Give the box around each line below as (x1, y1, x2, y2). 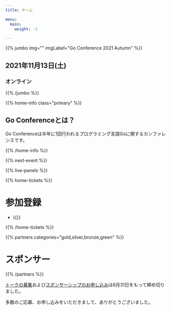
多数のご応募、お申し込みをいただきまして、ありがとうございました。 (5, 299, 153, 305)
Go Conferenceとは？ (5, 116, 75, 125)
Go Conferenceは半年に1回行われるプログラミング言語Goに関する (5, 131, 144, 137)
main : (10, 22, 22, 27)
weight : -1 (14, 26, 38, 31)
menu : (5, 16, 17, 22)
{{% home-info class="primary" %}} (5, 100, 82, 106)
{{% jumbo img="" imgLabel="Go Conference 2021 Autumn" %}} (5, 45, 143, 51)
